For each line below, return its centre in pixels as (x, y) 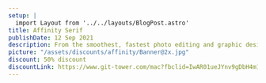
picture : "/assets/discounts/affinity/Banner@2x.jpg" (99, 52)
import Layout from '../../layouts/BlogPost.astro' (103, 23)
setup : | (23, 15)
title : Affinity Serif (46, 30)
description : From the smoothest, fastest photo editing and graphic (125, 45)
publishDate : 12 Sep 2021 (51, 38)
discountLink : (32, 67)
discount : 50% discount (47, 60)
